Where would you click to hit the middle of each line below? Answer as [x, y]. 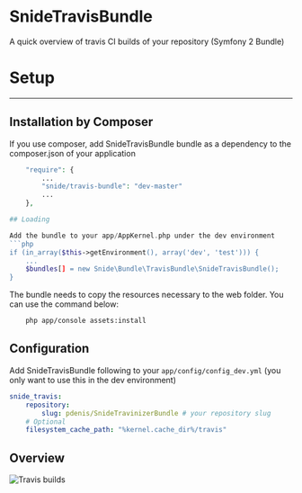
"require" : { [50, 170]
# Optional [46, 421]
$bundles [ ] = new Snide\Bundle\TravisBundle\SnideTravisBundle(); [152, 269]
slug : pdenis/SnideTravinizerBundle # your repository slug [156, 413]
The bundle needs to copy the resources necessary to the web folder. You [147, 295]
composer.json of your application [73, 153]
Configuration [49, 349]
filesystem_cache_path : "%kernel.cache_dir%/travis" [126, 430]
